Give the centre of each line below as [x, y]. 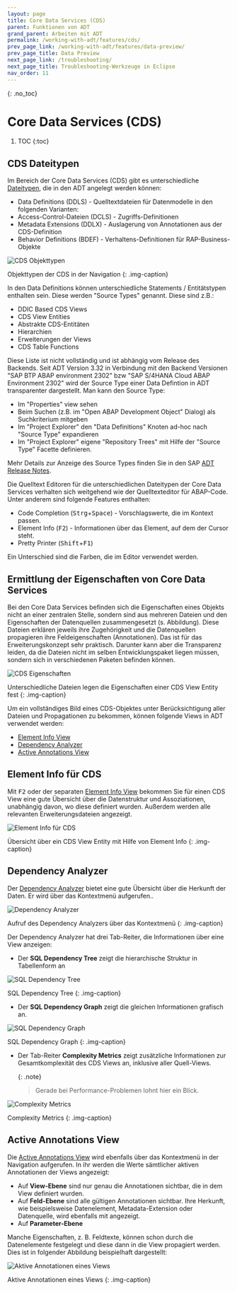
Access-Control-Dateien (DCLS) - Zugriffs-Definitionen [98, 217]
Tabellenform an [41, 966]
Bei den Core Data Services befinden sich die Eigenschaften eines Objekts [116, 607]
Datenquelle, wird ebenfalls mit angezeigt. [79, 1216]
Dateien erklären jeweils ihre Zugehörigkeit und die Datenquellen [102, 630]
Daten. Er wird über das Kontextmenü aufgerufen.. [81, 896]
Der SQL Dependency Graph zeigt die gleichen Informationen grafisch [121, 1007]
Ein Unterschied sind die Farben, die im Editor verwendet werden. [103, 557]
